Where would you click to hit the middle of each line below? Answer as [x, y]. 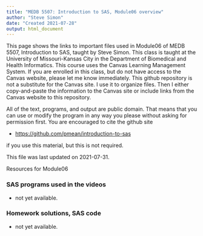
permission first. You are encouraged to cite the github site [80, 122]
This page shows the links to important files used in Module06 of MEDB [96, 46]
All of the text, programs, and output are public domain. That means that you [102, 109]
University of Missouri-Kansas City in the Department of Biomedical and [96, 59]
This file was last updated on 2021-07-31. [58, 157]
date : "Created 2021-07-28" [42, 23]
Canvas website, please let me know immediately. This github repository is [99, 78]
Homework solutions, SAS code [54, 214]
